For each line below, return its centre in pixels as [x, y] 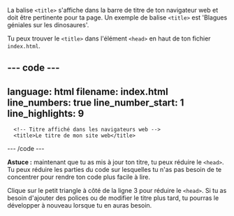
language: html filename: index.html [88, 91]
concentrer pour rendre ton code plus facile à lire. [79, 177]
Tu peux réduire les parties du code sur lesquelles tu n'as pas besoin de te [115, 170]
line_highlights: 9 [46, 114]
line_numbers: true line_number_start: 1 [96, 102]
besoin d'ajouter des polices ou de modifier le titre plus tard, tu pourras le [113, 198]
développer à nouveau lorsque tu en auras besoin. [80, 206]
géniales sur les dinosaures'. [48, 25]
